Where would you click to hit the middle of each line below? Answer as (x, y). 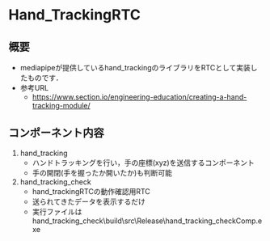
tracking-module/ (61, 106)
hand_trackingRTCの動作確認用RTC (91, 191)
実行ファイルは (57, 211)
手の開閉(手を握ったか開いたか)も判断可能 (102, 172)
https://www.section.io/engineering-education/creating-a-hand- (139, 97)
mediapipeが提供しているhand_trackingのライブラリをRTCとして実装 (135, 68)
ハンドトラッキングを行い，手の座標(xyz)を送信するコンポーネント (143, 163)
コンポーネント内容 (56, 133)
